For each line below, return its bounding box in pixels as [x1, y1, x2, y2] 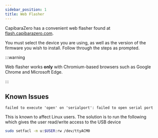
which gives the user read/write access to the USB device [5, 119, 121, 125]
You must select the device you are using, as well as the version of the [5, 39, 146, 45]
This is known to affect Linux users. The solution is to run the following [5, 114, 147, 120]
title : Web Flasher [5, 12, 45, 17]
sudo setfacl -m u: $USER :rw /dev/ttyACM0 [5, 129, 90, 134]
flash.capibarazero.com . [5, 30, 54, 36]
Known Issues [5, 92, 49, 100]
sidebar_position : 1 [5, 7, 47, 12]
